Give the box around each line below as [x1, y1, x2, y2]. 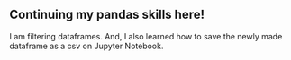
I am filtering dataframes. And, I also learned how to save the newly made [9, 30, 283, 41]
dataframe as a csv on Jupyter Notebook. [9, 40, 164, 51]
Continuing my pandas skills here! [9, 7, 205, 22]
